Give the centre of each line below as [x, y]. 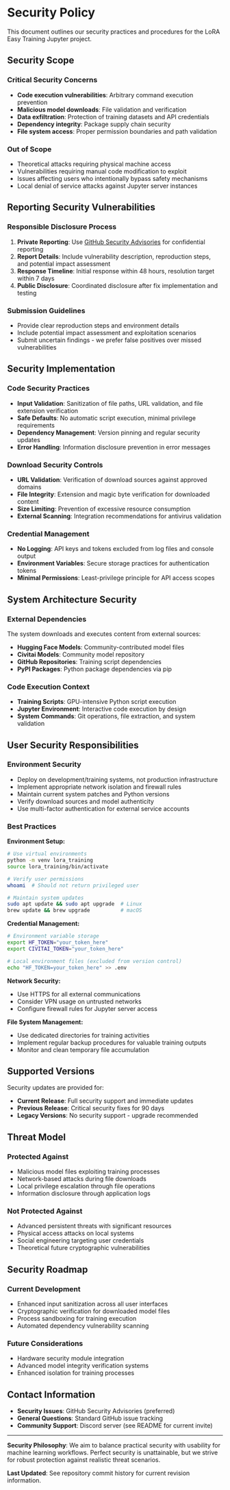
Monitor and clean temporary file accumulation [83, 1049]
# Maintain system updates [46, 898]
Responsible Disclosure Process [62, 227]
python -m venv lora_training [50, 860]
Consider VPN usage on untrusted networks [79, 1001]
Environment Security [44, 764]
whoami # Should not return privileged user [73, 886]
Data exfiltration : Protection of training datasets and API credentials [113, 117]
